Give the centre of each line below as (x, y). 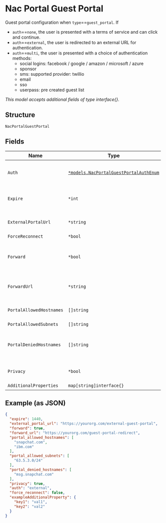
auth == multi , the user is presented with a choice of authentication (80, 53)
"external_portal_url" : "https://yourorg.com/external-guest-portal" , (84, 424)
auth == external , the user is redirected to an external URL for (74, 42)
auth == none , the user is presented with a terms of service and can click (85, 32)
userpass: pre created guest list (52, 90)
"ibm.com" (24, 447)
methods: (22, 58)
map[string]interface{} (96, 385)
